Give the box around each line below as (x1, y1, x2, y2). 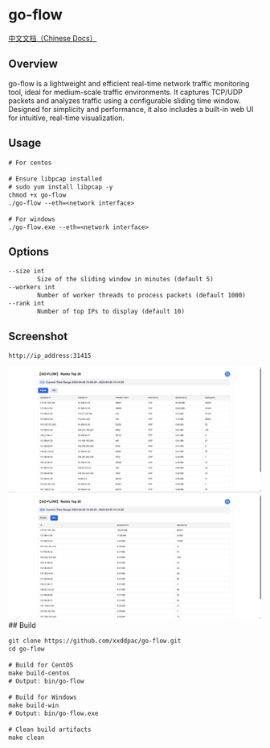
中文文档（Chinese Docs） (8, 33, 97, 43)
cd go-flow (8, 645, 45, 654)
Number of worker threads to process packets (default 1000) (37, 292, 247, 300)
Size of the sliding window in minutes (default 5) (37, 276, 215, 284)
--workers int (8, 284, 56, 292)
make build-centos (8, 669, 70, 678)
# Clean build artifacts (8, 725, 92, 734)
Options (8, 244, 50, 259)
